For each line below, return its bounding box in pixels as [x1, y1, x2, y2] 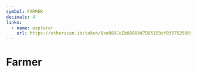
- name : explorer [11, 25, 54, 31]
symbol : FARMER [6, 8, 43, 15]
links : [6, 19, 22, 25]
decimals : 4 [6, 14, 35, 20]
